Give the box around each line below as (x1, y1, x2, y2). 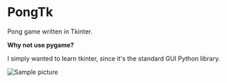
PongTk (7, 4, 53, 20)
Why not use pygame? (7, 40, 74, 49)
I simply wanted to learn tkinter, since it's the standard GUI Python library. (7, 54, 221, 63)
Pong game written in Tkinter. (7, 27, 93, 36)
